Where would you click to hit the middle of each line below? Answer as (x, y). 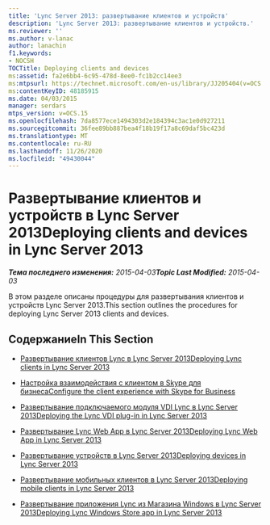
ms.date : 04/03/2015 (43, 99)
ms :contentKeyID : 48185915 (54, 91)
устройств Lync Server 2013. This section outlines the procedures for (123, 305)
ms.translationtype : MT (48, 136)
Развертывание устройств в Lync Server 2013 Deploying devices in (133, 456)
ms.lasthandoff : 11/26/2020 (56, 151)
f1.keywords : (30, 53)
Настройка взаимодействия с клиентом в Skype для (110, 383)
